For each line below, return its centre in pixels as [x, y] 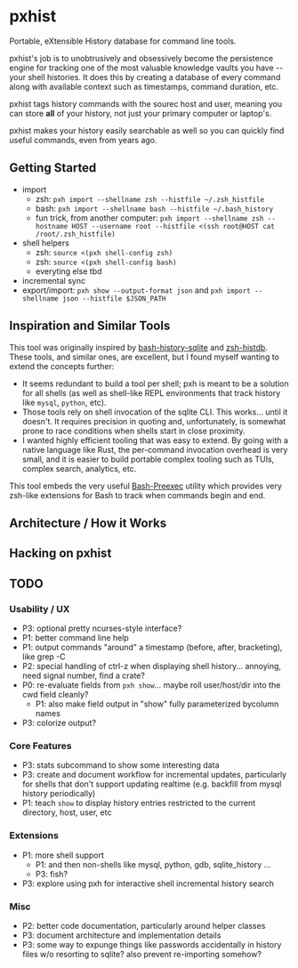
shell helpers [45, 243]
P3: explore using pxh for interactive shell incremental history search [148, 883]
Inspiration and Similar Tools [90, 326]
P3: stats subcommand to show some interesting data [121, 765]
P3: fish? [52, 874]
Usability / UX [40, 609]
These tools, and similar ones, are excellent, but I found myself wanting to [145, 357]
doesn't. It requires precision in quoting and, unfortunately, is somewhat [154, 421]
